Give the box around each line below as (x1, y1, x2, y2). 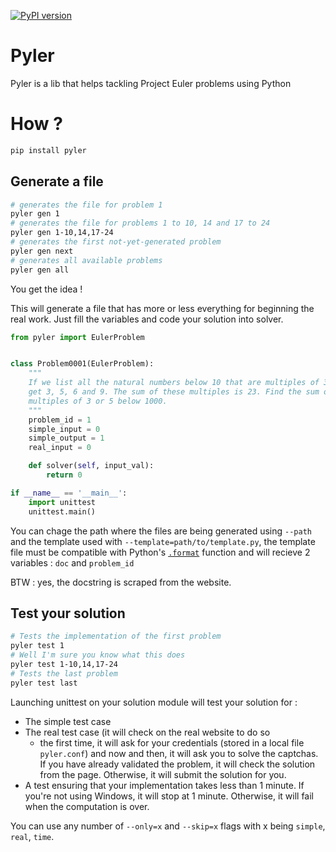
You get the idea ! (10, 283, 83, 295)
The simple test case (24, 715, 112, 727)
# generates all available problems (10, 255, 163, 265)
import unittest (28, 497, 97, 507)
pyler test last (10, 678, 78, 688)
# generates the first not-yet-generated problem (10, 237, 222, 247)
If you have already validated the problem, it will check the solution (39, 758, 316, 770)
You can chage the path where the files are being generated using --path (10, 525, 312, 537)
